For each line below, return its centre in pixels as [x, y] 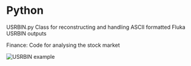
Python [25, 10]
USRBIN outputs [26, 33]
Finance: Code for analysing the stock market [63, 45]
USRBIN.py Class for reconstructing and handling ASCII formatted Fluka [96, 27]
